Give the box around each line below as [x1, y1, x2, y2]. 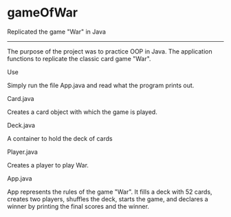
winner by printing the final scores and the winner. [7, 202, 150, 210]
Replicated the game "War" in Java [7, 27, 107, 36]
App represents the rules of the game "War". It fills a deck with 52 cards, [7, 187, 212, 196]
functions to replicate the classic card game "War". [7, 54, 151, 62]
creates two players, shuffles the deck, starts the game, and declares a [7, 194, 208, 203]
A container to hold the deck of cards [7, 134, 113, 142]
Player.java [7, 148, 38, 156]
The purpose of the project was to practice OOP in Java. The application [7, 47, 212, 56]
